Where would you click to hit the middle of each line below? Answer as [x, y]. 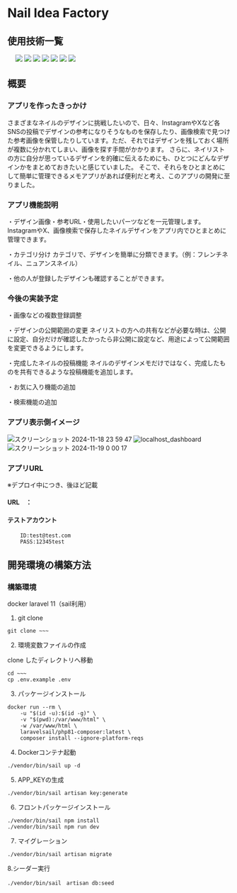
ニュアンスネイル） [53, 263]
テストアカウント [32, 520]
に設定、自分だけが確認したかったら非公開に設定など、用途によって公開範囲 [118, 339]
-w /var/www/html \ [49, 726]
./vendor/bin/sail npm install [53, 821]
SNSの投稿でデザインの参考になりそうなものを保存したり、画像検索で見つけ [119, 131]
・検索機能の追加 [32, 402]
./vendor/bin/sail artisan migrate [60, 855]
